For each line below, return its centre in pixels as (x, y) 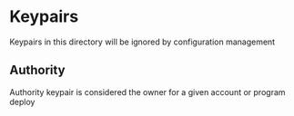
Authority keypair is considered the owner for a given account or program (147, 92)
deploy (22, 101)
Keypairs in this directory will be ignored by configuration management (142, 42)
